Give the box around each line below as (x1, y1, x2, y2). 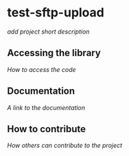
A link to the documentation (7, 103, 86, 112)
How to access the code (7, 65, 77, 73)
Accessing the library (7, 47, 101, 59)
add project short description (7, 27, 90, 36)
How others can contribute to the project (7, 142, 122, 150)
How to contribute (7, 123, 86, 135)
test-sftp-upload (7, 5, 104, 21)
